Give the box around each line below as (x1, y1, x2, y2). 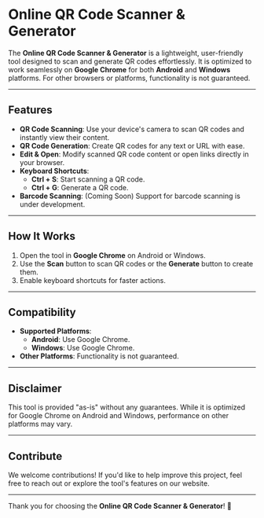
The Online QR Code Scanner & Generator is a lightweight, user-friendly (8, 48, 244, 57)
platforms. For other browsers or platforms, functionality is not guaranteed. (8, 73, 251, 83)
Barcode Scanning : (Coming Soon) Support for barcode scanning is (19, 191, 241, 200)
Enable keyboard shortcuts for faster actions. (19, 275, 167, 285)
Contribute (8, 450, 63, 463)
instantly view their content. (19, 132, 110, 142)
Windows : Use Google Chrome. (31, 343, 135, 353)
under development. (19, 199, 86, 209)
